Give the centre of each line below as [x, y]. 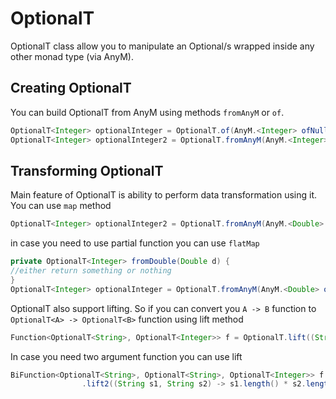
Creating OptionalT [71, 88]
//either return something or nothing [91, 271]
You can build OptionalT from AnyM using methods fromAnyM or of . [147, 112]
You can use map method [61, 206]
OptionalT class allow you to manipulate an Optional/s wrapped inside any [162, 46]
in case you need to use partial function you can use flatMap [135, 243]
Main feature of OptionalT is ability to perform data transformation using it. [163, 195]
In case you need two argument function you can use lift [126, 356]
